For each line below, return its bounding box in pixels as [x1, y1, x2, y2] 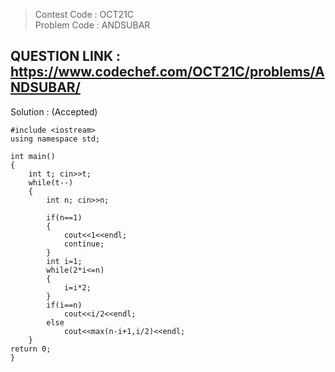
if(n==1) [46, 212, 83, 223]
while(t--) [28, 177, 74, 188]
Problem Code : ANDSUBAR [34, 19, 151, 31]
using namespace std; [10, 134, 101, 144]
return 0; [10, 344, 52, 354]
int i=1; [46, 256, 83, 266]
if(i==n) [46, 300, 83, 310]
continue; [63, 239, 105, 249]
